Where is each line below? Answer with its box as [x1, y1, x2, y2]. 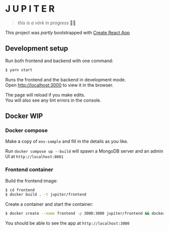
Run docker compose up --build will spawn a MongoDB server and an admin [5, 148, 163, 154]
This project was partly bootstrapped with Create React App [5, 29, 130, 35]
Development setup [5, 44, 68, 53]
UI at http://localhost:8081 [5, 154, 64, 160]
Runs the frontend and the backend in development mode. [5, 76, 126, 82]
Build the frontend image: [5, 177, 58, 183]
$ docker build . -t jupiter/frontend [5, 192, 87, 197]
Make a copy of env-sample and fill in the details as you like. [5, 138, 128, 145]
